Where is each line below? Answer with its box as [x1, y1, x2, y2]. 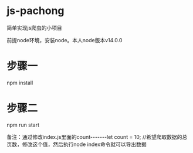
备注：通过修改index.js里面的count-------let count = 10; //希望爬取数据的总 [6, 133, 188, 140]
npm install [6, 79, 33, 86]
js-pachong [6, 4, 65, 18]
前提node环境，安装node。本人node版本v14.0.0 [6, 36, 123, 43]
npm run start [6, 121, 40, 128]
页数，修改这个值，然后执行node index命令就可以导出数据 [6, 141, 147, 148]
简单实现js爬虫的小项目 [6, 24, 62, 31]
